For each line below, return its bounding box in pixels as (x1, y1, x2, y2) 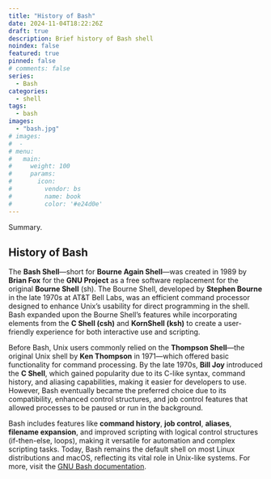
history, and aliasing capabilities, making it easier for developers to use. (8, 377, 247, 387)
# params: (8, 170, 57, 178)
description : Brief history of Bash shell (8, 34, 154, 43)
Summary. (8, 222, 43, 231)
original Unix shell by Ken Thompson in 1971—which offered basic (8, 351, 229, 361)
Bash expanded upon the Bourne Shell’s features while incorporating (8, 310, 237, 320)
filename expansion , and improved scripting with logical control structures (8, 427, 259, 437)
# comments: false (8, 65, 70, 73)
